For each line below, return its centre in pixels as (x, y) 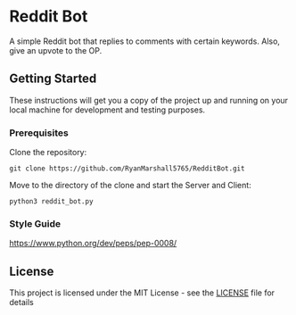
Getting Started (53, 79)
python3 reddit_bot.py (51, 202)
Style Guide (35, 223)
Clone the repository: (48, 153)
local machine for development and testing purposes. (107, 110)
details (21, 303)
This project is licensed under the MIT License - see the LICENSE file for (142, 293)
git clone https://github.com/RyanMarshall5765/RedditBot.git (127, 169)
